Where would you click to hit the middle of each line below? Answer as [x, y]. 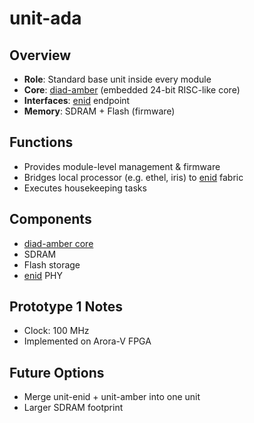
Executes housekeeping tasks [85, 188]
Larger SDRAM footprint [73, 408]
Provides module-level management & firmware [122, 166]
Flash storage [52, 264]
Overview [40, 55]
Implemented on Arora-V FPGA [87, 341]
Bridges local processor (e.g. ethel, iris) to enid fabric [133, 177]
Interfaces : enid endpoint [77, 100]
